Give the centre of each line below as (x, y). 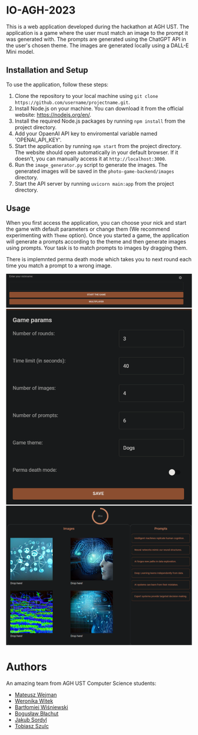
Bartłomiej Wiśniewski (41, 707)
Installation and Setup (47, 70)
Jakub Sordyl (31, 720)
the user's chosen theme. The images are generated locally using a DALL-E (98, 45)
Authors (27, 667)
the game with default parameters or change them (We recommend (88, 229)
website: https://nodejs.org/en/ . (53, 114)
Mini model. (20, 51)
